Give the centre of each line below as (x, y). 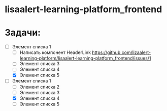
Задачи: (23, 33)
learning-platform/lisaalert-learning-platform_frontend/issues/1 (85, 58)
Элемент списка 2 (40, 87)
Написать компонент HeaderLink (55, 52)
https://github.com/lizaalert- (121, 52)
